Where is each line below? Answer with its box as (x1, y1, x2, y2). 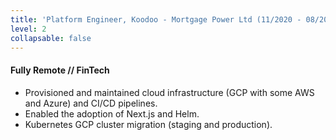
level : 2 (10, 24, 47, 34)
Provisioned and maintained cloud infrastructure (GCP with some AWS (24, 86, 315, 98)
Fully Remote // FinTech (10, 64, 110, 76)
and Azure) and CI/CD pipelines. (24, 97, 158, 109)
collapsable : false (10, 33, 92, 43)
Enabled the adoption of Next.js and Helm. (24, 107, 200, 120)
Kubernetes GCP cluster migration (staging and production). (24, 118, 273, 130)
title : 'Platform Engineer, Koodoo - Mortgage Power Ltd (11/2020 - (10, 14, 302, 25)
